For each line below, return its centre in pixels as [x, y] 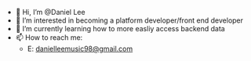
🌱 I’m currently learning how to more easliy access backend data [120, 29]
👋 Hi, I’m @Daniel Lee [50, 12]
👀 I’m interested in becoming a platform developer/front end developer [129, 20]
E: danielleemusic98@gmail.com [80, 48]
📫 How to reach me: [49, 38]
